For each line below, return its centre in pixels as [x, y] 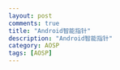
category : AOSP [34, 46]
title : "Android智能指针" [50, 31]
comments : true [34, 23]
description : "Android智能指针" [61, 38]
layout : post [30, 16]
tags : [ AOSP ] [30, 53]
